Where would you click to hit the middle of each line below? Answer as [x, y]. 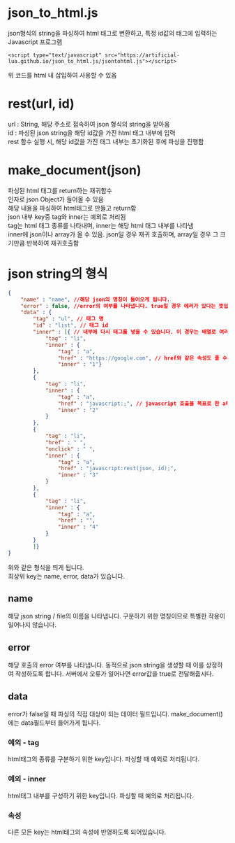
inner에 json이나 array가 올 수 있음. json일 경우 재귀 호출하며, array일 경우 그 [113, 234]
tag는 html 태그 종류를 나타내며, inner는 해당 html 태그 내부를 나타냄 [101, 225]
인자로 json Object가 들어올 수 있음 [56, 199]
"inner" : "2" [78, 410]
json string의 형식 [58, 274]
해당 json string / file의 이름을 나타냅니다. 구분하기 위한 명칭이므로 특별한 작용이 [117, 616]
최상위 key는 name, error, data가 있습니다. [66, 576]
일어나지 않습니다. [32, 625]
